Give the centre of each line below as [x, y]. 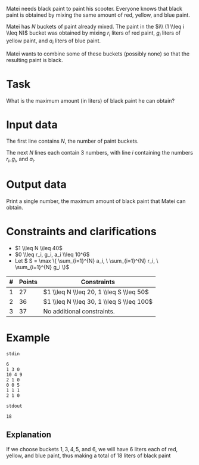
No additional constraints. [79, 312]
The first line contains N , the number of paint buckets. [72, 141]
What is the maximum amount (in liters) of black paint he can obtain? [90, 100]
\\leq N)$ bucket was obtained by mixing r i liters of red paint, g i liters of [93, 33]
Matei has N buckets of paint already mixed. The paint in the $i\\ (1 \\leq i [95, 27]
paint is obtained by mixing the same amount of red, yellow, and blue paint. [98, 15]
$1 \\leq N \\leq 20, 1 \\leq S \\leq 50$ [96, 292]
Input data [32, 124]
